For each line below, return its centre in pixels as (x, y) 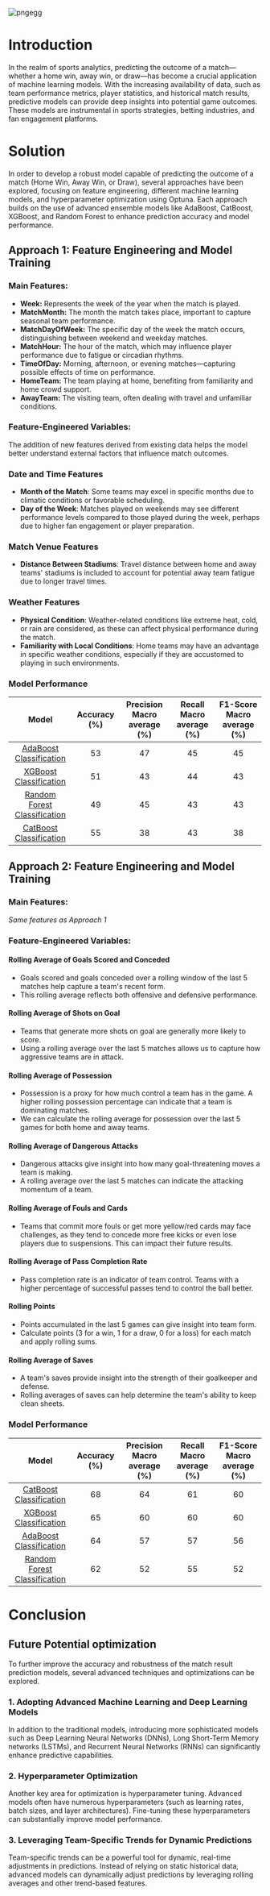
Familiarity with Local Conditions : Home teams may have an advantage (139, 646)
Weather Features (44, 602)
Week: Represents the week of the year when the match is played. (130, 303)
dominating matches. (55, 1110)
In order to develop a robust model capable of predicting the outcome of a (131, 173)
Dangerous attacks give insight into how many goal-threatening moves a (140, 1164)
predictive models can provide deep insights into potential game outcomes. (133, 102)
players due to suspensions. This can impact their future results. (126, 1243)
